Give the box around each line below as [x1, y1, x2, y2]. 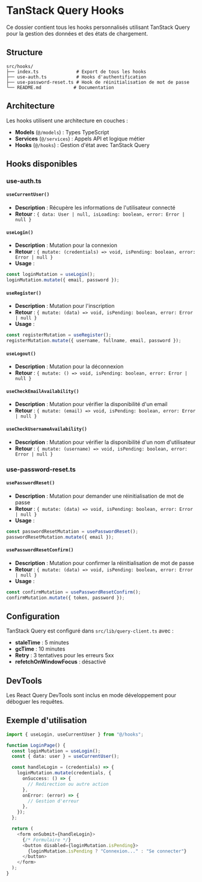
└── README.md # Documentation [6, 84, 114, 90]
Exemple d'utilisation [6, 715, 87, 726]
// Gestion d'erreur [28, 798, 79, 804]
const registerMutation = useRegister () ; [6, 332, 112, 338]
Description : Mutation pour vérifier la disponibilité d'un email [14, 401, 168, 408]
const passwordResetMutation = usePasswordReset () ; [6, 528, 138, 534]
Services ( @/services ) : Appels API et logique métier [14, 135, 145, 142]
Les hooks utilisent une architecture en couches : [6, 117, 128, 124]
